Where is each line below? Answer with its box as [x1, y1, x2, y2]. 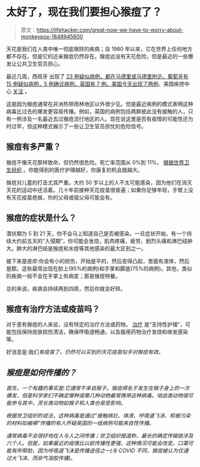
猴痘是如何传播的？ [6, 368, 77, 378]
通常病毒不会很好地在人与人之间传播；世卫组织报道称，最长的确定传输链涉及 [6, 432, 193, 440]
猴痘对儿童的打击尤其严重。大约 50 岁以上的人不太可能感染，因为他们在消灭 [6, 179, 193, 186]
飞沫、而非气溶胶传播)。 [16, 454, 76, 462]
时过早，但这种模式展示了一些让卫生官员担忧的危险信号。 [6, 123, 147, 130]
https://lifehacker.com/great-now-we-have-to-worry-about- [36, 26, 184, 33]
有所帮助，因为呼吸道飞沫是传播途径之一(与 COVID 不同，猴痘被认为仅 [11, 447, 183, 454]
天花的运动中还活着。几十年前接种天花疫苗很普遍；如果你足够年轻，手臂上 [6, 186, 188, 194]
